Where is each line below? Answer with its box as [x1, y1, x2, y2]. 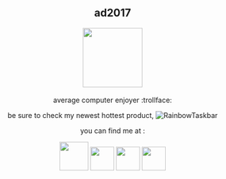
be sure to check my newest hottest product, [7, 110, 155, 120]
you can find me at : [79, 126, 146, 135]
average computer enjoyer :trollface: [53, 95, 172, 105]
